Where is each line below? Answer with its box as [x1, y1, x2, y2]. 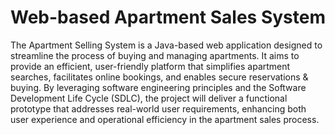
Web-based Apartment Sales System [10, 6, 326, 29]
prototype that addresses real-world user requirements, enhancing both [10, 102, 307, 115]
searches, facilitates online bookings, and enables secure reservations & [10, 71, 309, 83]
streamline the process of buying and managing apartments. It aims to [10, 49, 300, 61]
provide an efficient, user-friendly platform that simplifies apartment [10, 60, 291, 72]
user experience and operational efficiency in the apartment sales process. [10, 113, 320, 125]
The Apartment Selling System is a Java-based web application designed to [10, 39, 323, 51]
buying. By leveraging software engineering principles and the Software [10, 81, 307, 93]
